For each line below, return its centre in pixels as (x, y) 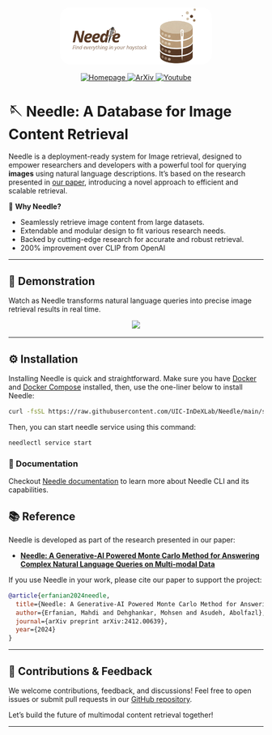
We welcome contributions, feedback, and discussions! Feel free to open (130, 690)
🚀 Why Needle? (35, 206)
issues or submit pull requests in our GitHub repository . (100, 699)
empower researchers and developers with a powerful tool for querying (127, 165)
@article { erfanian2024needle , (59, 595)
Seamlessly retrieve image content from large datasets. (112, 223)
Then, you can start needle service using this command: (102, 427)
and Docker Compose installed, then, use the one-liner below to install (125, 387)
